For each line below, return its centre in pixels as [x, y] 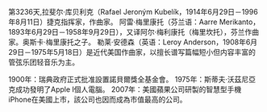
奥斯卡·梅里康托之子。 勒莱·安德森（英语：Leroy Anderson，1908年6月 [140, 42]
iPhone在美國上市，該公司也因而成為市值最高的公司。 [98, 100]
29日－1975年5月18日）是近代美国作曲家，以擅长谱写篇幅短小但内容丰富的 [132, 52]
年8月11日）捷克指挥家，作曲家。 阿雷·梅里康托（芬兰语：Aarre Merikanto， [134, 22]
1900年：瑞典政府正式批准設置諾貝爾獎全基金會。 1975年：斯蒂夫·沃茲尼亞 [132, 79]
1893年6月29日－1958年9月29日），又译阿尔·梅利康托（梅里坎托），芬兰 [127, 32]
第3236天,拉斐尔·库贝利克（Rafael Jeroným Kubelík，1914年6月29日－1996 [133, 12]
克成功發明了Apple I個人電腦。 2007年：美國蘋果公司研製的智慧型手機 [125, 89]
